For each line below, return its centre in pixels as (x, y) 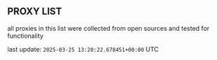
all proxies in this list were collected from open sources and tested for (108, 28)
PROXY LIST (35, 12)
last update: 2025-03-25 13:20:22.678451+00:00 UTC (83, 49)
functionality (25, 36)
